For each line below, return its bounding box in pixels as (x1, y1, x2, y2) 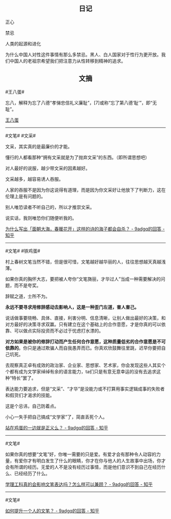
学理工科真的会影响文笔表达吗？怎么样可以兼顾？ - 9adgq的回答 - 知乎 (5, 481, 153, 487)
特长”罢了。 (12, 374, 37, 381)
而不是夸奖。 (14, 282, 41, 288)
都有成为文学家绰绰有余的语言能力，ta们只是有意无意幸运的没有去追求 (9, 368, 157, 374)
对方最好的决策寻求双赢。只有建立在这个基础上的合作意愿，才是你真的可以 (5, 321, 161, 327)
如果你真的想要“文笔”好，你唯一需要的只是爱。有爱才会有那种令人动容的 (5, 451, 157, 457)
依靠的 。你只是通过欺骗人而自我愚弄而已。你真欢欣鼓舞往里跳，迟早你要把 (5, 345, 161, 351)
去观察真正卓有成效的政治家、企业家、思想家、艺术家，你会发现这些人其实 (5, 362, 161, 368)
